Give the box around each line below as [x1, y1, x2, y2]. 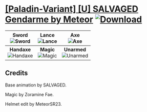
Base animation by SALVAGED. [5, 82, 67, 88]
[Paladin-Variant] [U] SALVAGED [5, 3, 139, 15]
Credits [5, 69, 28, 77]
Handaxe [9, 46, 31, 53]
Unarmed [64, 46, 86, 53]
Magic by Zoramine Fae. [5, 91, 54, 97]
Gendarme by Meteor [5, 14, 94, 25]
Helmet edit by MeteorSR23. [5, 101, 62, 107]
